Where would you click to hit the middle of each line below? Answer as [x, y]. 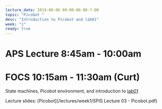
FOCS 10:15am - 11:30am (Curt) [73, 77]
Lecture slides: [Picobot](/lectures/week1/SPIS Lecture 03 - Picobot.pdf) [82, 101]
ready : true [18, 29]
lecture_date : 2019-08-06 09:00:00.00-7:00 [52, 10]
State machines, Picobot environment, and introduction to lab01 [72, 91]
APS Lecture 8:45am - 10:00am [73, 54]
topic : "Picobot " [25, 15]
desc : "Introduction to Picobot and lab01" [52, 19]
